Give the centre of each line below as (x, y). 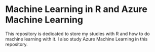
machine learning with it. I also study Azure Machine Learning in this (76, 39)
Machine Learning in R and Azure (76, 9)
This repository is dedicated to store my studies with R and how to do (78, 33)
